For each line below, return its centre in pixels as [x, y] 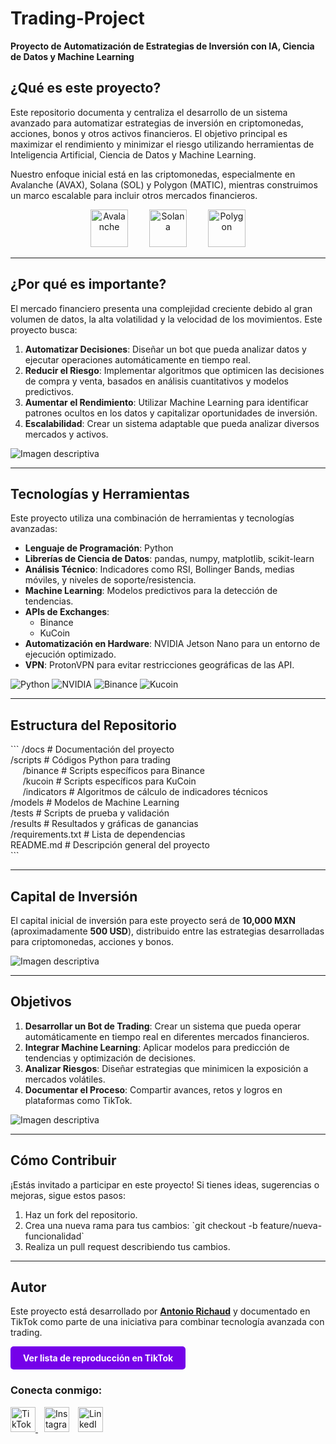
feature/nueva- [291, 1225]
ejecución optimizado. [70, 654]
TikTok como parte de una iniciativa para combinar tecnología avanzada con [167, 1322]
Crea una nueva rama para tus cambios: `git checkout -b [141, 1225]
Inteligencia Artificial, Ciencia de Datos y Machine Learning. [133, 154]
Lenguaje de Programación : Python [99, 548]
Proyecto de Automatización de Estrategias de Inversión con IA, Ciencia [162, 46]
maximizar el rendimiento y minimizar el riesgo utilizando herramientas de [162, 144]
